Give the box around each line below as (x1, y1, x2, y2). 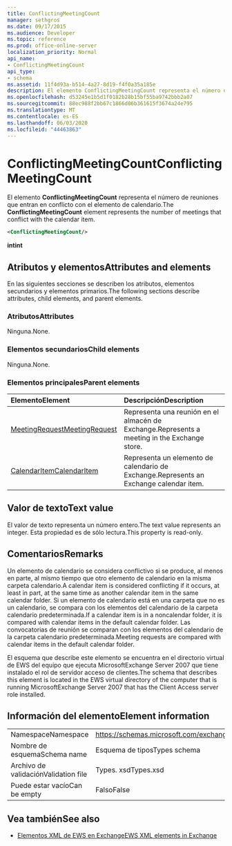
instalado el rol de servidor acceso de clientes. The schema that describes (7, 668, 217, 677)
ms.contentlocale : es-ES (7, 113, 79, 120)
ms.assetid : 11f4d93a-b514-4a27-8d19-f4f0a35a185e (7, 81, 156, 88)
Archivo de (10, 761, 46, 771)
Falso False (95, 785, 130, 795)
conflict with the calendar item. (7, 215, 95, 223)
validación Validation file (10, 769, 88, 779)
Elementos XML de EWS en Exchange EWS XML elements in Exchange (17, 831, 217, 840)
